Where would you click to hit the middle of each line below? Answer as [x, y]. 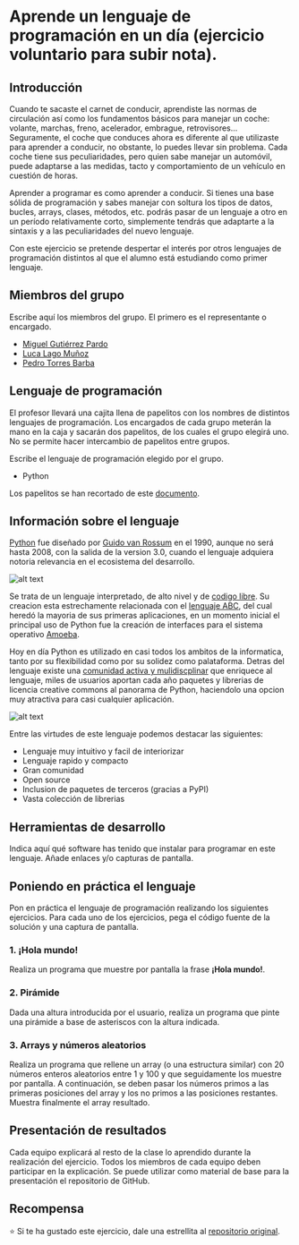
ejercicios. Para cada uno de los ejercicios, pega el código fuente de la [140, 917]
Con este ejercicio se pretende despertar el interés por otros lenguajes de [145, 248]
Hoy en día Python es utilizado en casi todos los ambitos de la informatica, [146, 652]
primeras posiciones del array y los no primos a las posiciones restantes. [144, 1093]
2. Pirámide [34, 993]
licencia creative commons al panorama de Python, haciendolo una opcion [147, 690]
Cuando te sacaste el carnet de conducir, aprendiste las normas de [133, 109]
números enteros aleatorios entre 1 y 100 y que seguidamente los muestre [145, 1074]
